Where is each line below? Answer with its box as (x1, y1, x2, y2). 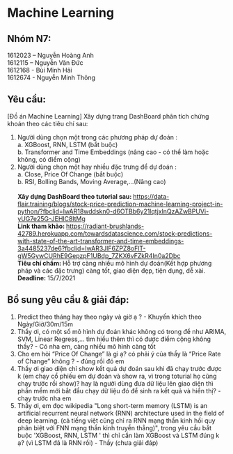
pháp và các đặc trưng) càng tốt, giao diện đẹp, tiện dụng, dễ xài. (17, 266, 205, 275)
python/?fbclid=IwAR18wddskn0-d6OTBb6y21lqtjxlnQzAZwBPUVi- (17, 207, 209, 215)
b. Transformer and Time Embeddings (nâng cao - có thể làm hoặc (17, 148, 209, 156)
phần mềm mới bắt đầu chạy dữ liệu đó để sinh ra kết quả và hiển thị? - (17, 386, 221, 395)
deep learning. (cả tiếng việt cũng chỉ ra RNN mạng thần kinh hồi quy (17, 416, 216, 425)
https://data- (133, 192, 170, 200)
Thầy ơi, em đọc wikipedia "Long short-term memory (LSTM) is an (17, 401, 208, 409)
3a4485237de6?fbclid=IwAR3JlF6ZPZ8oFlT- (17, 244, 146, 252)
